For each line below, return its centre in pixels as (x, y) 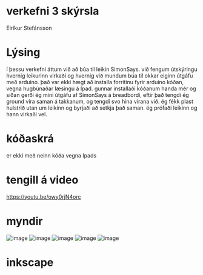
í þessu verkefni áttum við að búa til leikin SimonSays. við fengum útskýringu (102, 69)
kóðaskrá (30, 139)
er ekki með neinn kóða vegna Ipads (52, 155)
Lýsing (23, 52)
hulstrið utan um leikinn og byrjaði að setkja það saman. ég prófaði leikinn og (102, 108)
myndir (25, 221)
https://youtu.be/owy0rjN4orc (44, 197)
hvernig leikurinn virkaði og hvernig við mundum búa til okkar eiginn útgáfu (100, 75)
